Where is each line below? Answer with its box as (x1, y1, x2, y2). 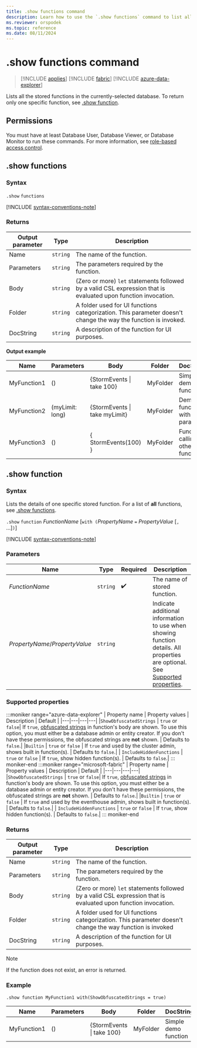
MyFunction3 (9, 438, 46, 446)
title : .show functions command (6, 8, 85, 15)
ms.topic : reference (6, 25, 57, 31)
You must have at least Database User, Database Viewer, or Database (6, 132, 174, 139)
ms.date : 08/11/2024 (6, 31, 57, 36)
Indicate (152, 599, 175, 608)
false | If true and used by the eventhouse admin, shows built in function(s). (6, 798, 191, 806)
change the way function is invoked (76, 923, 174, 931)
